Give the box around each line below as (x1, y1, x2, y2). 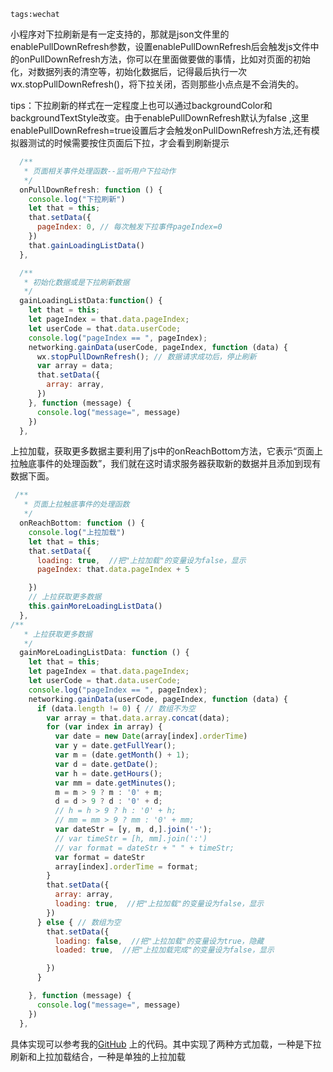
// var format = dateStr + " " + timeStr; (54, 843, 235, 853)
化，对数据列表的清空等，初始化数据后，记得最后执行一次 (10, 66, 247, 77)
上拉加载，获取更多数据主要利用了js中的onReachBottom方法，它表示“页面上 (10, 445, 324, 457)
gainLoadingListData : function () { (19, 296, 163, 306)
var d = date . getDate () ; (54, 759, 159, 769)
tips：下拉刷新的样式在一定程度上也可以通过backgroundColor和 (10, 100, 273, 111)
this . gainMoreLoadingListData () (28, 601, 163, 611)
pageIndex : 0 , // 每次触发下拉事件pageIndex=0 (36, 222, 223, 232)
